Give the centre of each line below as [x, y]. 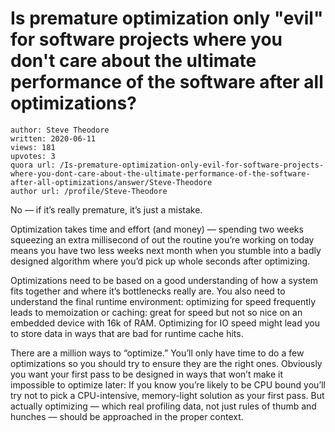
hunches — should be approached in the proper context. [127, 416]
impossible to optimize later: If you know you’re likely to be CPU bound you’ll [168, 384]
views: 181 [33, 147]
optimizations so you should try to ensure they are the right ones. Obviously [166, 363]
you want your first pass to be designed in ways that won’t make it [146, 374]
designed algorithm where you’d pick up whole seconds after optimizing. [160, 261]
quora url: [33, 165]
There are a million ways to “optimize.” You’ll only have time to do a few [157, 353]
